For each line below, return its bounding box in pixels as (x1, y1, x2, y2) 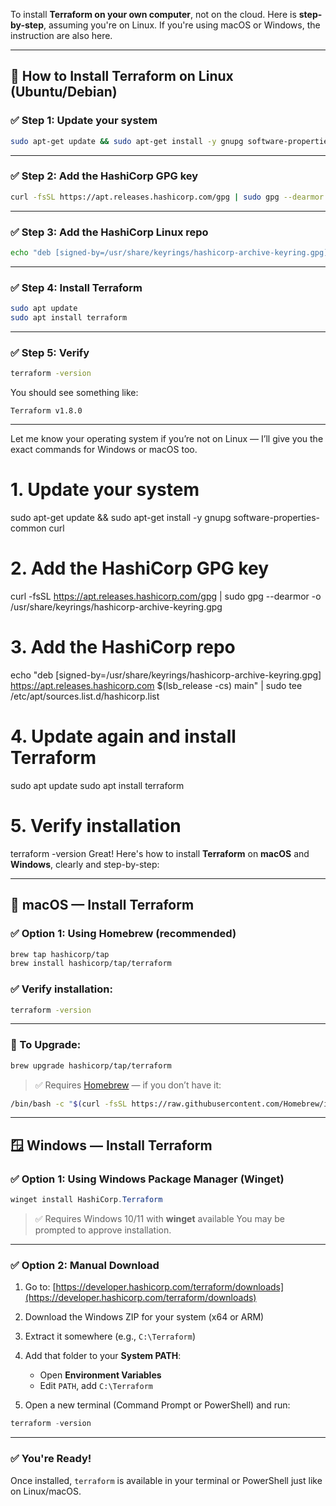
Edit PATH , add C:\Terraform (39, 1380, 153, 1392)
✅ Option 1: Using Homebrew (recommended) (10, 927, 237, 941)
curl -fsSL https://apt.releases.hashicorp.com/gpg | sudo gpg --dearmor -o (10, 590, 322, 602)
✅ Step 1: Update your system (10, 114, 158, 128)
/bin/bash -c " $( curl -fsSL (10, 1099, 128, 1109)
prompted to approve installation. (34, 1224, 172, 1236)
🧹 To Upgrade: (10, 1038, 82, 1052)
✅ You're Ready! (10, 1452, 92, 1466)
